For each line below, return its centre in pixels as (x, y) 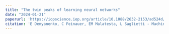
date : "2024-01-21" (26, 14)
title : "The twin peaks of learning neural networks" (63, 10)
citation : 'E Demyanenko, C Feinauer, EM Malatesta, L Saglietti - (77, 24)
